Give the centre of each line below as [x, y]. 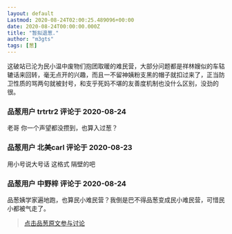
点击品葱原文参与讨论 [54, 223]
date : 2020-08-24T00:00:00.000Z [54, 26]
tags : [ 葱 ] [22, 46]
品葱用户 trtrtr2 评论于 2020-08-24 [67, 111]
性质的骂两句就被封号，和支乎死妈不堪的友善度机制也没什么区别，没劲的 [116, 83]
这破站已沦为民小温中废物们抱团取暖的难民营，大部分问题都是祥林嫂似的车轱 [116, 66]
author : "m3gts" [30, 39]
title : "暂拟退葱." [33, 33]
